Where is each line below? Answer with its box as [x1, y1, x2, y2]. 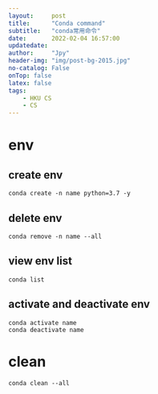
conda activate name [8, 318, 78, 326]
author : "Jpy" [8, 49, 70, 57]
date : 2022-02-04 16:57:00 [8, 34, 120, 43]
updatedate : [8, 42, 48, 50]
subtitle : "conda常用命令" [8, 27, 101, 35]
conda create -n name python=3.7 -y [8, 190, 131, 198]
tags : [8, 86, 26, 95]
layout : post [8, 11, 67, 20]
